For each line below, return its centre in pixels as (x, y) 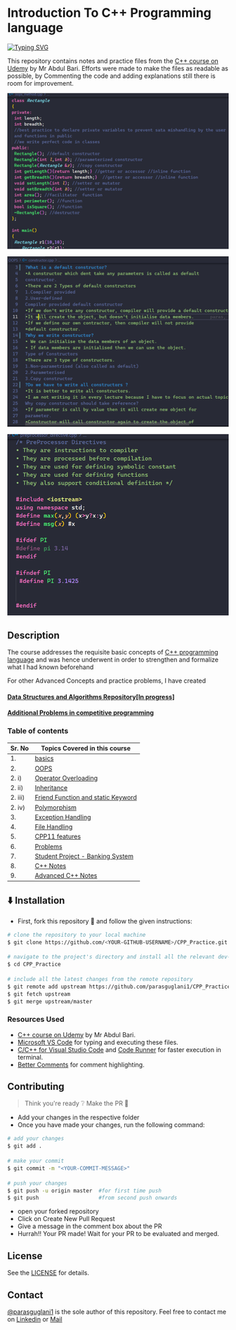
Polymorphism (56, 807)
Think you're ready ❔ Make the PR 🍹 (77, 1103)
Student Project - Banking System (84, 856)
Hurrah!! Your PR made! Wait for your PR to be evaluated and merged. (118, 1234)
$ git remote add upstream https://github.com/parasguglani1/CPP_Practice (119, 987)
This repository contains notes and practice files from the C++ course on (113, 60)
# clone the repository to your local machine (77, 935)
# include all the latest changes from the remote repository (100, 979)
